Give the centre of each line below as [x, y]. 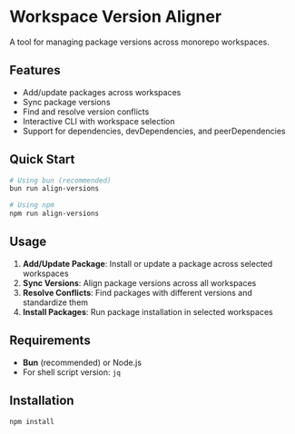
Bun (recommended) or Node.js [82, 362]
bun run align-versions [54, 189]
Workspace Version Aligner [116, 17]
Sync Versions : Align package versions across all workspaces [139, 282]
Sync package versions [66, 102]
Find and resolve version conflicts [86, 112]
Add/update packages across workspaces [102, 92]
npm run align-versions [54, 214]
